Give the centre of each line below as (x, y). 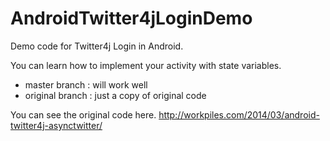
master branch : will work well (86, 84)
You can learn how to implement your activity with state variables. (146, 65)
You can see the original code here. (83, 114)
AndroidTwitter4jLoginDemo (131, 18)
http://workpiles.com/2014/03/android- (239, 114)
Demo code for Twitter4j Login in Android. (97, 46)
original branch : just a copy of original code (115, 95)
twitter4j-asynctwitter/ (56, 125)
